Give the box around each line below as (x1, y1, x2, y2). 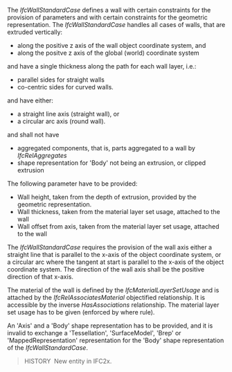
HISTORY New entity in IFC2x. (24, 357, 112, 365)
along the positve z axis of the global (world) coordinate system (17, 48, 199, 57)
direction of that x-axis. (7, 273, 74, 281)
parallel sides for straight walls (17, 76, 105, 84)
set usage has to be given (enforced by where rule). (7, 308, 155, 316)
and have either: (7, 96, 54, 105)
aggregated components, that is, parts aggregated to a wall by (17, 144, 196, 152)
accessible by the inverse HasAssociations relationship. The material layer (7, 301, 220, 309)
